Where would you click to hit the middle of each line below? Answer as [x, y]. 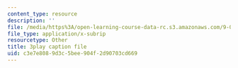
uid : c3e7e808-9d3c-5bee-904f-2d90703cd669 [73, 54]
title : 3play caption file [47, 47]
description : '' [31, 21]
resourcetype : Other [38, 40]
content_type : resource [42, 14]
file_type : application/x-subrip [57, 34]
